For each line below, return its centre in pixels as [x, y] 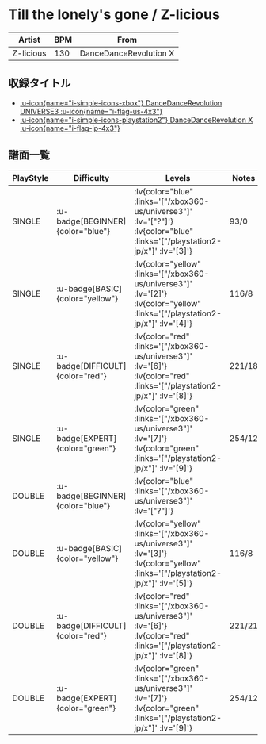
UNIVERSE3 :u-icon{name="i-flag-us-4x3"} [91, 111]
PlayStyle [30, 178]
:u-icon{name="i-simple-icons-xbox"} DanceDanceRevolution [121, 103]
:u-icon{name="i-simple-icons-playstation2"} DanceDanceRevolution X [136, 120]
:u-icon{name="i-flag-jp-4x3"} [70, 128]
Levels [178, 178]
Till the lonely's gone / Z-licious [114, 15]
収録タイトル [40, 84]
